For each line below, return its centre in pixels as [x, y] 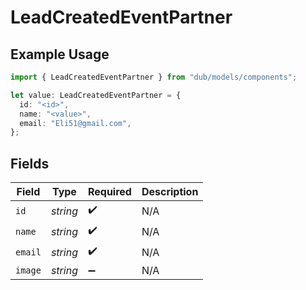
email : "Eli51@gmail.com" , [75, 123]
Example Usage [60, 54]
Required [109, 192]
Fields [30, 163]
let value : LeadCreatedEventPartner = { [96, 95]
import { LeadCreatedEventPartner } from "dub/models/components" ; [154, 77]
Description [170, 192]
